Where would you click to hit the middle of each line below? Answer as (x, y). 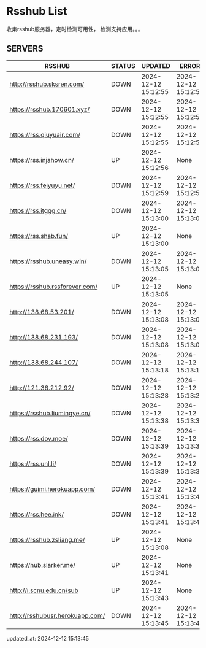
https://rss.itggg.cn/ (38, 210)
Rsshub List (37, 11)
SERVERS (25, 49)
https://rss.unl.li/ (33, 463)
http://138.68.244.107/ (44, 362)
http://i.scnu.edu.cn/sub (44, 590)
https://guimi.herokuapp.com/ (52, 489)
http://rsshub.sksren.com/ (47, 84)
